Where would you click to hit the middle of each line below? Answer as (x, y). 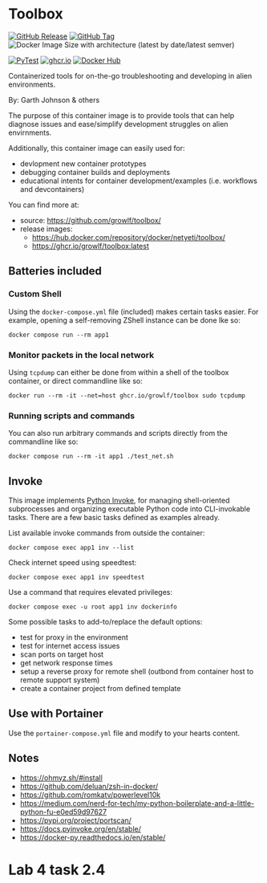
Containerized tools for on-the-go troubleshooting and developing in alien (130, 75)
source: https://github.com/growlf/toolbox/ (91, 220)
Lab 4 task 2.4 (57, 870)
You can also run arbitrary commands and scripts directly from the (118, 433)
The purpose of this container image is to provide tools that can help (121, 115)
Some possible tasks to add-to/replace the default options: (105, 622)
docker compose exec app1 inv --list (71, 548)
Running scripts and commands (71, 416)
